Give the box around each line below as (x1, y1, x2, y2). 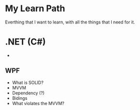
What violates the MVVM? (12, 100, 65, 106)
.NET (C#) (5, 36, 46, 47)
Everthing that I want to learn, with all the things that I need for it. (5, 19, 135, 25)
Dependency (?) (12, 90, 45, 96)
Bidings (12, 95, 28, 101)
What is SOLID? (12, 79, 44, 86)
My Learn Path (5, 3, 65, 14)
